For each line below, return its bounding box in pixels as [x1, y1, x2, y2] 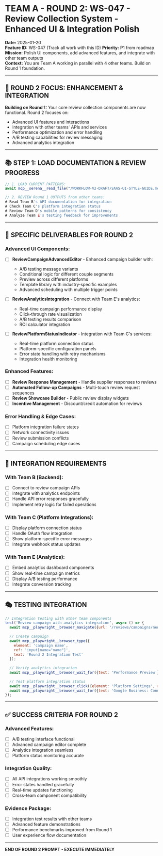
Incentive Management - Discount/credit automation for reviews [12, 401, 142, 406]
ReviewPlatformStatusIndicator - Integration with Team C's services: [12, 331, 152, 337]
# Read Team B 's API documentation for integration [5, 199, 112, 204]
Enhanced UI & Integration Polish [5, 24, 140, 34]
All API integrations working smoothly [12, 776, 87, 782]
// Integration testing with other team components [5, 616, 112, 621]
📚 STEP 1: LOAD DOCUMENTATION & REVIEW [5, 159, 147, 167]
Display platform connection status [12, 525, 82, 531]
